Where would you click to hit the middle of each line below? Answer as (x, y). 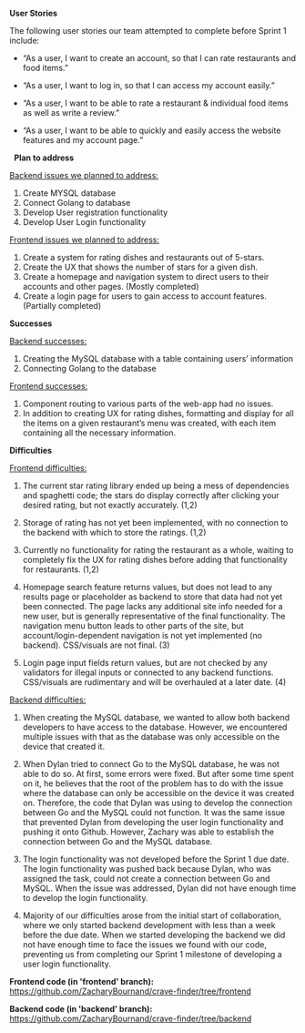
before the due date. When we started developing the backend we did (154, 935)
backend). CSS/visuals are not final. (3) (96, 645)
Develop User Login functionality (84, 222)
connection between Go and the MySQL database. (117, 841)
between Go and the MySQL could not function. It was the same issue (153, 813)
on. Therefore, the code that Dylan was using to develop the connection (158, 803)
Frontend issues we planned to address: (85, 240)
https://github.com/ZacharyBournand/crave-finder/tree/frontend (131, 991)
